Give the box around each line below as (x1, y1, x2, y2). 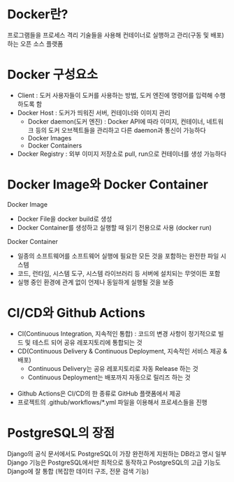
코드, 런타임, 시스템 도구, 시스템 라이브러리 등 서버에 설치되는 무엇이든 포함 (17, 269, 221, 277)
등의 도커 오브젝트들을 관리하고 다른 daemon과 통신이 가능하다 (35, 126, 206, 134)
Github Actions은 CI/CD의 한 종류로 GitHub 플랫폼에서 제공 (17, 389, 182, 397)
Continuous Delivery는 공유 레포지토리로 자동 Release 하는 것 (27, 364, 199, 372)
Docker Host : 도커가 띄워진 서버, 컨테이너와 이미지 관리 (17, 108, 171, 117)
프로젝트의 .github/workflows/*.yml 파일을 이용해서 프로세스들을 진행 (17, 397, 207, 406)
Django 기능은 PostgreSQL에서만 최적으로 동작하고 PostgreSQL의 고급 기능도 (7, 458, 221, 467)
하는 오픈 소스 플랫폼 (7, 39, 64, 48)
